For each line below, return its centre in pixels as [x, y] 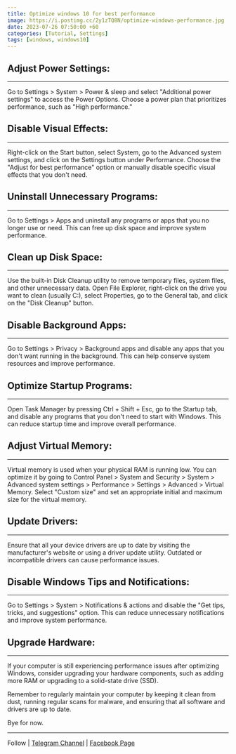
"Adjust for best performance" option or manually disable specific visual [111, 167]
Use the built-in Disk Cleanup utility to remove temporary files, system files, [117, 281]
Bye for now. [26, 723]
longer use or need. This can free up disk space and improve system [107, 227]
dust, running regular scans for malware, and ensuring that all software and [116, 702]
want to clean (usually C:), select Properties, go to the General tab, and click [118, 296]
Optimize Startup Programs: [70, 386]
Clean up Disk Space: [55, 257]
